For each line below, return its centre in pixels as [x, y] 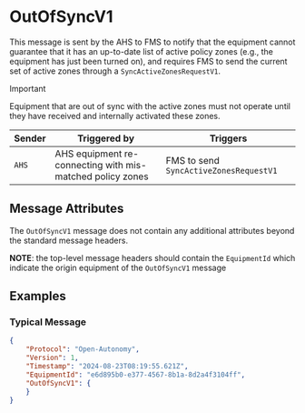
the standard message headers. [69, 240]
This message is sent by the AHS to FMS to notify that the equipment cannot [152, 42]
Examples [38, 296]
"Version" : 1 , [52, 358]
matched [74, 176]
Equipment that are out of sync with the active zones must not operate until [150, 106]
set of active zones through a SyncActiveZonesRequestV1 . [115, 71]
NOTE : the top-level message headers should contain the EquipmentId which [152, 257]
